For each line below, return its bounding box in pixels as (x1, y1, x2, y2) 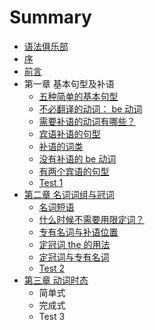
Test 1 (38, 176, 64, 188)
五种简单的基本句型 (38, 90, 119, 102)
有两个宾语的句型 (38, 165, 110, 177)
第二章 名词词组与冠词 (23, 188, 115, 200)
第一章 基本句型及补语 (23, 77, 115, 90)
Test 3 (38, 310, 66, 322)
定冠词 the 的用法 (38, 238, 111, 250)
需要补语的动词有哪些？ (38, 115, 136, 127)
